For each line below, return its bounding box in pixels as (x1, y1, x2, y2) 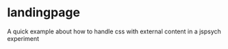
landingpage (7, 5, 81, 20)
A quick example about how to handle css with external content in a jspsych (7, 27, 221, 35)
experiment (7, 34, 40, 42)
